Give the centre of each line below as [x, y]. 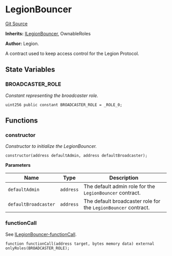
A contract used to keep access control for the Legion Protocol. [72, 53]
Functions [22, 121]
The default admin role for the [119, 187]
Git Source [17, 24]
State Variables [30, 70]
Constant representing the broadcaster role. [52, 95]
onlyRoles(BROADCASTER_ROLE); [38, 248]
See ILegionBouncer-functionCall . [41, 234]
